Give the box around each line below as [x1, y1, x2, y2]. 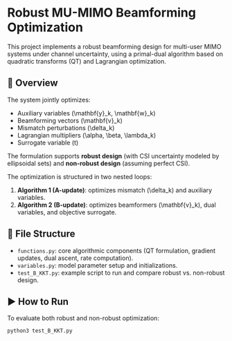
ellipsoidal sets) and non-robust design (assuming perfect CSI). [7, 159, 190, 167]
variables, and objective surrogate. [17, 208, 117, 216]
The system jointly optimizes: [7, 95, 91, 104]
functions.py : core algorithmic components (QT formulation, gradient [17, 246, 216, 255]
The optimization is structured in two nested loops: [7, 172, 152, 181]
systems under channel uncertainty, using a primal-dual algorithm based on [7, 50, 224, 58]
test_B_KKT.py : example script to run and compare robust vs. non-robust [17, 268, 225, 277]
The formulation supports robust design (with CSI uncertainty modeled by [7, 151, 220, 160]
